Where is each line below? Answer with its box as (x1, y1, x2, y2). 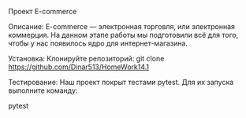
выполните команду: (8, 86, 78, 95)
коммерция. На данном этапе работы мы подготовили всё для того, (8, 31, 239, 39)
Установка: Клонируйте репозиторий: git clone (8, 54, 165, 63)
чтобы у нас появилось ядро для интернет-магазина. (8, 39, 188, 48)
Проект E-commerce (8, 7, 77, 16)
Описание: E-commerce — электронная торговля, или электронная (8, 22, 235, 31)
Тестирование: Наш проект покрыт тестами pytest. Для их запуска (8, 78, 234, 87)
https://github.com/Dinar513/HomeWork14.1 (8, 62, 150, 72)
